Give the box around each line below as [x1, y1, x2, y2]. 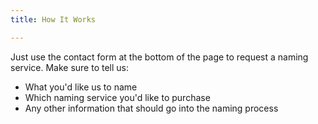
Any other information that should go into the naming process [24, 102, 279, 114]
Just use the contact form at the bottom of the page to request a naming [10, 51, 309, 63]
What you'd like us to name [24, 81, 138, 93]
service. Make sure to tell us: [10, 61, 130, 73]
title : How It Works [10, 14, 97, 25]
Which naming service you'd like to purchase [24, 91, 211, 103]
